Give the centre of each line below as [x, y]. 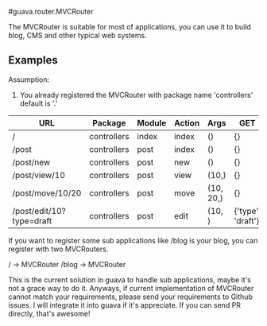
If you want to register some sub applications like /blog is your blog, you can [133, 240]
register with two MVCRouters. [58, 249]
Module [152, 122]
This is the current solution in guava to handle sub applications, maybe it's [130, 279]
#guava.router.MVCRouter [51, 12]
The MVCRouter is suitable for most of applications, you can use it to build [130, 27]
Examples [33, 60]
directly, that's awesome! [49, 313]
